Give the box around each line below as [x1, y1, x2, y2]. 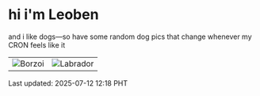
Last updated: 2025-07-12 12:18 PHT [8, 78, 128, 88]
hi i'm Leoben [8, 6, 99, 24]
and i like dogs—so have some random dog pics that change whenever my [8, 32, 252, 41]
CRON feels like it [8, 40, 66, 49]
